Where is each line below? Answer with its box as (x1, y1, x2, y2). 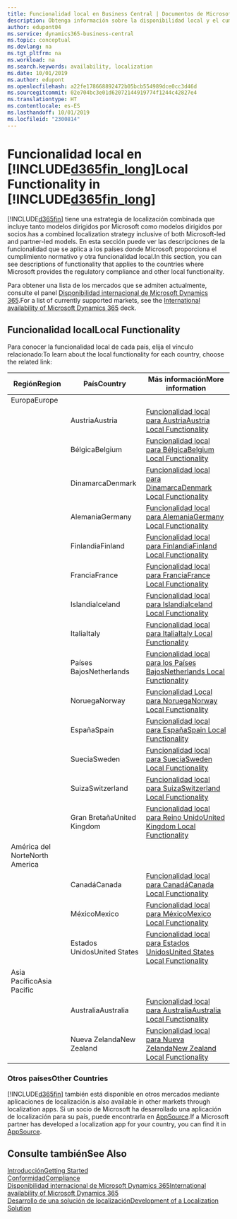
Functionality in (7, 176, 101, 192)
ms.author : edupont (7, 76, 65, 83)
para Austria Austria (145, 415, 210, 425)
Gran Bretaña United (70, 813, 136, 823)
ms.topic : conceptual (7, 37, 71, 44)
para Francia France (145, 570, 210, 580)
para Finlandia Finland (145, 541, 217, 551)
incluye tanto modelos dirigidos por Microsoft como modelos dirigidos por (7, 222, 223, 231)
